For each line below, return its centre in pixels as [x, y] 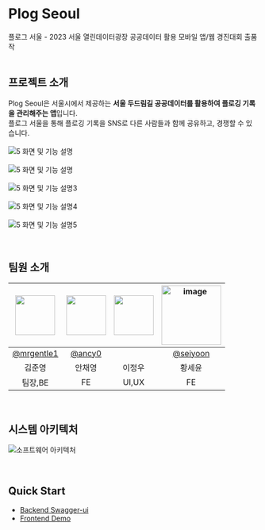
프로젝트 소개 [38, 83]
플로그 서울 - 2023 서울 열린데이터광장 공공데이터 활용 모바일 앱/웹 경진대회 [125, 36]
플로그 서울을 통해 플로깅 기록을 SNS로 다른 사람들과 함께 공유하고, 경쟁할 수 [126, 123]
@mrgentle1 [35, 353]
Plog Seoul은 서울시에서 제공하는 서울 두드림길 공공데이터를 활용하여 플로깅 [125, 103]
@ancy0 [86, 353]
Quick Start [37, 491]
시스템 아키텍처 [43, 429]
